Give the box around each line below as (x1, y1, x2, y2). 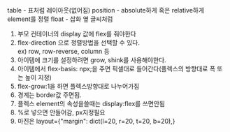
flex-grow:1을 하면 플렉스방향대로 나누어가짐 (17, 82, 140, 90)
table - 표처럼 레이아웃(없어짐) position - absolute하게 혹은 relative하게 (7, 6, 205, 14)
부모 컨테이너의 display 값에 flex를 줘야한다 (17, 30, 136, 38)
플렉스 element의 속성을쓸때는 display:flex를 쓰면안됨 (17, 100, 166, 108)
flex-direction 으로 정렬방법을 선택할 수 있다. (17, 38, 140, 47)
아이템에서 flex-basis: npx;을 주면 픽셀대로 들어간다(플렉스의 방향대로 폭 (17, 65, 215, 73)
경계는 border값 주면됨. (17, 91, 82, 99)
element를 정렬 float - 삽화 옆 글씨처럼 (7, 15, 113, 23)
